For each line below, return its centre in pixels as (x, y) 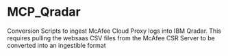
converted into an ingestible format (56, 45)
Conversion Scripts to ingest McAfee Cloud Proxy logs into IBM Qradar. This (114, 31)
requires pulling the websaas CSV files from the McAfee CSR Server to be (111, 38)
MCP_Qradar (44, 12)
